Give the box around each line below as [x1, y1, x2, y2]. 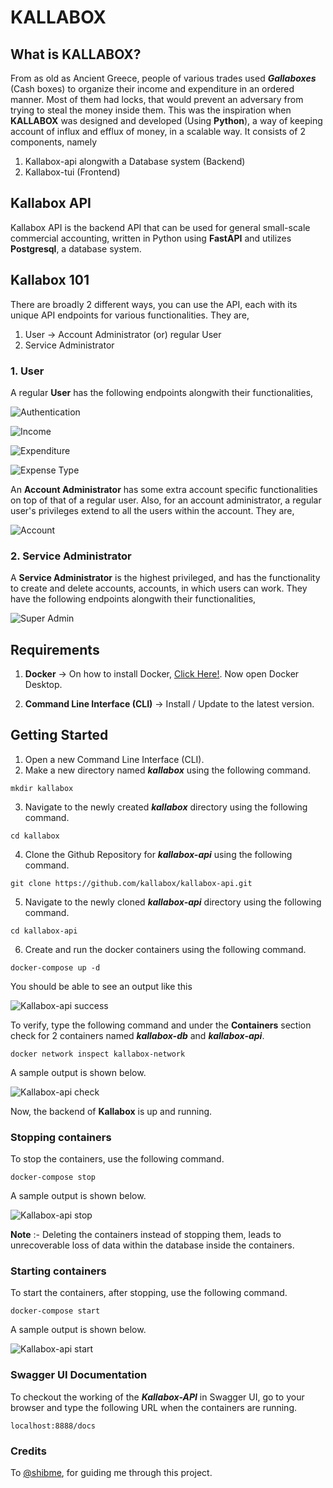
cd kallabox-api [10, 926, 78, 936]
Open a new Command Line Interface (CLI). [24, 753, 205, 765]
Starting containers [10, 1264, 107, 1278]
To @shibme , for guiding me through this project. [10, 1467, 213, 1479]
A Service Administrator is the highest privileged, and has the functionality [10, 572, 321, 584]
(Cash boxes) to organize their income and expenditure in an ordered [10, 83, 295, 95]
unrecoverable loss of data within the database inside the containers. [10, 1239, 295, 1251]
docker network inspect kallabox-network [10, 1049, 186, 1059]
